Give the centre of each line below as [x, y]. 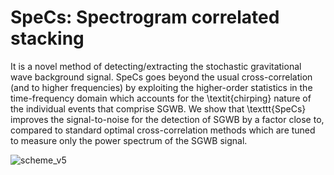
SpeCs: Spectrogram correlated [145, 17]
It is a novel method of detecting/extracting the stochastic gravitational [156, 66]
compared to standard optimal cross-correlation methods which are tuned [163, 130]
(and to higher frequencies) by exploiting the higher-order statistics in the [161, 87]
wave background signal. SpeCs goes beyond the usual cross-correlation [161, 77]
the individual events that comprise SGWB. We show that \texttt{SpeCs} [158, 108]
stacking [47, 38]
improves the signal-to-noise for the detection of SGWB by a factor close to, [167, 119]
